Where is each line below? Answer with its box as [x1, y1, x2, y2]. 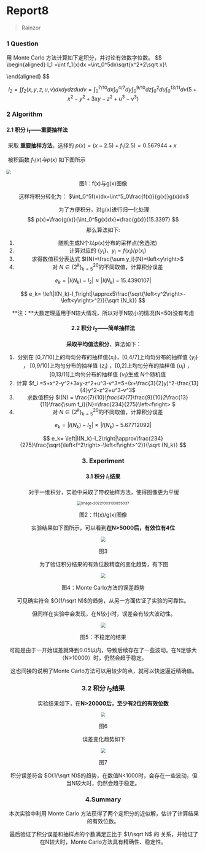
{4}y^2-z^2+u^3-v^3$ [79, 387, 136, 394]
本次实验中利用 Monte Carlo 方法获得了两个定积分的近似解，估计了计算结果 [9, 809, 199, 817]
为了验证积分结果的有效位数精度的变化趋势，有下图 [39, 560, 169, 568]
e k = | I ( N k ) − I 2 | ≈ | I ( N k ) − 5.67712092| [54, 422, 152, 430]
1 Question [6, 39, 39, 48]
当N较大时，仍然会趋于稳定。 [66, 779, 141, 787]
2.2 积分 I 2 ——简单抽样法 [71, 325, 136, 333]
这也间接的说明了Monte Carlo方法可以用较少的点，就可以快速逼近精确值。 [10, 667, 198, 674]
